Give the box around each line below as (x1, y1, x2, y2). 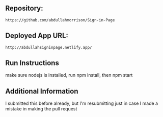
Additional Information (5, 86, 78, 96)
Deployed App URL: (5, 32, 69, 40)
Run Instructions (5, 58, 60, 68)
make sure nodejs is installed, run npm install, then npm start (5, 72, 133, 78)
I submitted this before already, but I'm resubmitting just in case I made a (5, 100, 158, 106)
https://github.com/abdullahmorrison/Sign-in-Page (5, 17, 115, 22)
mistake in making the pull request (5, 106, 77, 112)
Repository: (5, 4, 43, 13)
